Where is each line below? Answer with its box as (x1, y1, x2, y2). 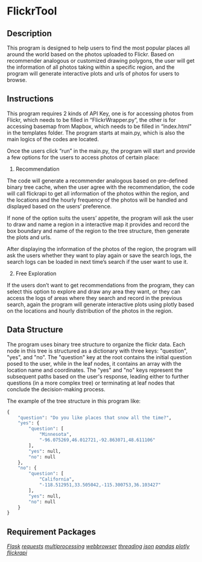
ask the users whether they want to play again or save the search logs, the (7, 252, 192, 259)
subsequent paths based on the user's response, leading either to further (7, 372, 189, 380)
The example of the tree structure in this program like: (7, 397, 141, 404)
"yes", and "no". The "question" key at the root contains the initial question (7, 353, 192, 360)
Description (7, 28, 52, 39)
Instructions (7, 94, 54, 104)
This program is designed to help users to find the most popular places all (7, 44, 191, 51)
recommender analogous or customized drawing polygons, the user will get (7, 57, 195, 64)
